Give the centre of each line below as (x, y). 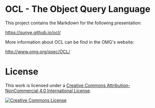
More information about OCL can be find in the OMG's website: (70, 42)
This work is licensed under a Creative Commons (55, 85)
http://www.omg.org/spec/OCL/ (38, 52)
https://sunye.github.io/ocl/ (33, 32)
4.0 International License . (65, 91)
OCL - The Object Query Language (78, 9)
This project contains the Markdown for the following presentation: (73, 23)
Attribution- (118, 85)
